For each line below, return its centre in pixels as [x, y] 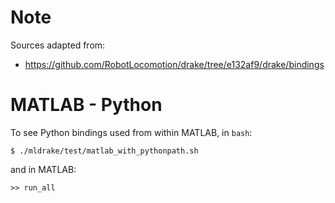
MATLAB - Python [86, 105]
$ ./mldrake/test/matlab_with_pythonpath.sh [104, 151]
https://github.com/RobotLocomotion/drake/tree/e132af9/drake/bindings [174, 64]
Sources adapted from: [58, 45]
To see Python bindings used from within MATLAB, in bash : [131, 132]
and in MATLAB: [43, 169]
